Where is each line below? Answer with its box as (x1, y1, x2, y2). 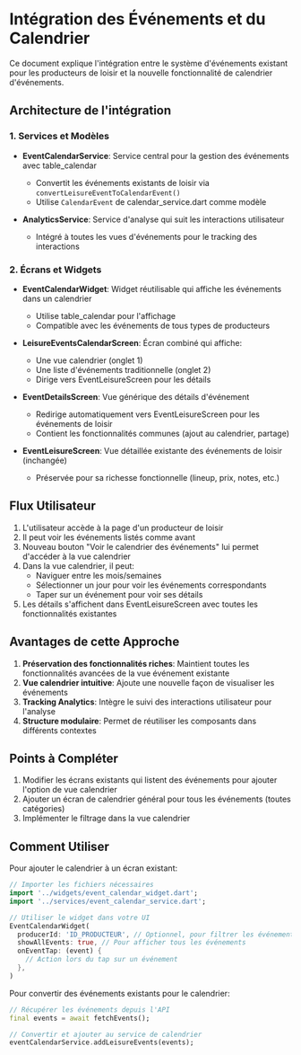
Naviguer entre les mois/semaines (35, 570, 162, 581)
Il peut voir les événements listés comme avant (21, 531, 195, 543)
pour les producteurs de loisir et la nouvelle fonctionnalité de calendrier (9, 67, 273, 78)
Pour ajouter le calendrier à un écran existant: (9, 863, 177, 873)
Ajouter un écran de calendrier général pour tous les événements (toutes (21, 793, 291, 804)
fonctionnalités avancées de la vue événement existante (21, 668, 230, 678)
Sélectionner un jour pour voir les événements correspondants (35, 580, 267, 590)
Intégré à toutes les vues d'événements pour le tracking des (35, 231, 258, 242)
